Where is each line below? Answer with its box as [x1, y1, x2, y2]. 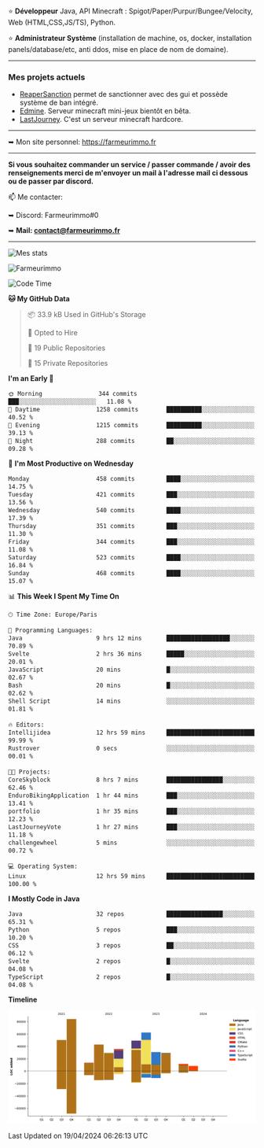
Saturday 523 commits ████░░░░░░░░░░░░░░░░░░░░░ [8, 554, 255, 562]
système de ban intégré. [19, 98, 98, 108]
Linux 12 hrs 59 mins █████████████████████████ [8, 873, 255, 880]
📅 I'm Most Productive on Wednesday [8, 459, 134, 468]
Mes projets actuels [8, 72, 86, 83]
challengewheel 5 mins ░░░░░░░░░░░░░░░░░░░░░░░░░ [8, 839, 255, 847]
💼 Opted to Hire [27, 328, 79, 338]
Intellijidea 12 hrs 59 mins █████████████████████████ [8, 729, 255, 737]
